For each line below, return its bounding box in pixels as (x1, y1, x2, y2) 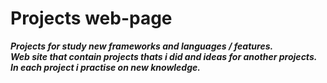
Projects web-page (10, 7, 173, 30)
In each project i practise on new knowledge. (10, 61, 201, 73)
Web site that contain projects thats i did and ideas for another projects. (10, 50, 318, 62)
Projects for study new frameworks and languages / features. (10, 40, 274, 52)
